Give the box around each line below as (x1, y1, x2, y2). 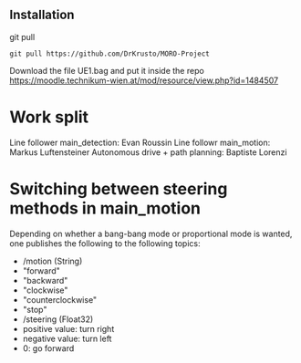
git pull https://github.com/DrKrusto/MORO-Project (9, 49, 210, 58)
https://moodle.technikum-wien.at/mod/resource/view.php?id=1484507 (9, 75, 279, 86)
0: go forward (22, 342, 75, 354)
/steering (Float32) (22, 314, 94, 325)
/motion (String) (22, 255, 83, 266)
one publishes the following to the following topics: (9, 237, 201, 249)
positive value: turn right (22, 323, 115, 334)
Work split (9, 107, 89, 127)
